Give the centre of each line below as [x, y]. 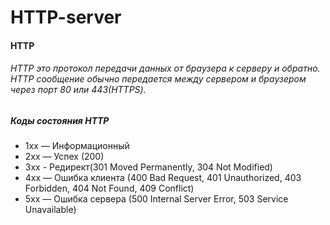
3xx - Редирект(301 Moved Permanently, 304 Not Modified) [148, 167]
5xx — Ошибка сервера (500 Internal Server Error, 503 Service [156, 199]
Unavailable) [50, 210]
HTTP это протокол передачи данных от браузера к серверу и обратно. [165, 68]
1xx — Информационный [77, 146]
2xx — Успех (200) [64, 157]
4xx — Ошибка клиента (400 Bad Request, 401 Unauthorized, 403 [163, 178]
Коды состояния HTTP [60, 120]
